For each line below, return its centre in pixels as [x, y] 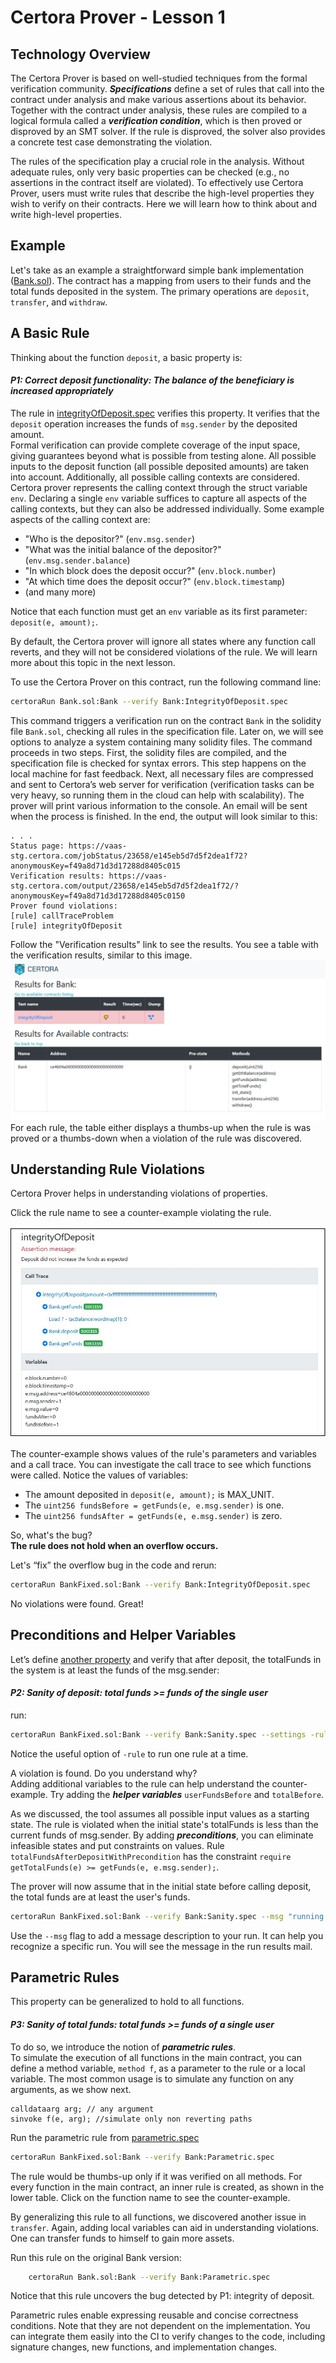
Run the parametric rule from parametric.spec [105, 2137]
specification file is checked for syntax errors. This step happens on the [158, 763]
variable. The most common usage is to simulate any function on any [152, 2078]
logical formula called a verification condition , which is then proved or [156, 120]
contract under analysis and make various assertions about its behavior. [158, 99]
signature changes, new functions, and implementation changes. [144, 2347]
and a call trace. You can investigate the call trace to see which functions [161, 1464]
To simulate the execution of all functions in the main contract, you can [156, 2057]
